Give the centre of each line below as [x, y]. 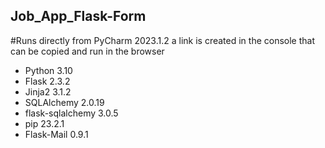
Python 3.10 [48, 70]
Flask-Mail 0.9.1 [56, 134]
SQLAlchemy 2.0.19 [64, 102]
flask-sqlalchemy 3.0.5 [71, 113]
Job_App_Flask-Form [78, 16]
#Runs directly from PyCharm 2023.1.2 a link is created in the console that [163, 40]
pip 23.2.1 [44, 123]
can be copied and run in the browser [87, 51]
